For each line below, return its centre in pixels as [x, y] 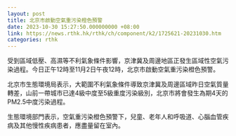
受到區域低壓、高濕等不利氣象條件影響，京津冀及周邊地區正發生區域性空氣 [115, 61]
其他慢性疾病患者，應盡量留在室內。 [72, 125]
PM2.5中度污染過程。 [38, 102]
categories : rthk [33, 40]
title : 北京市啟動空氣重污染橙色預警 [55, 20]
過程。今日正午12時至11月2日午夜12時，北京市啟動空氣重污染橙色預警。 [116, 69]
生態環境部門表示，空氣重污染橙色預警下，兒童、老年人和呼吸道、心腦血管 [115, 117]
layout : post [26, 14]
